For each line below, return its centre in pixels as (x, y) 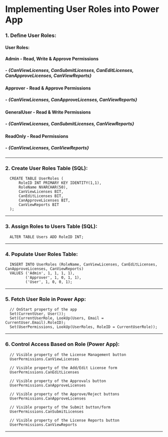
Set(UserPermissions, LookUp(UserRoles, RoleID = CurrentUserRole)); (83, 327)
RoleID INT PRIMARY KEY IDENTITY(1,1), (60, 183)
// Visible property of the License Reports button (65, 420)
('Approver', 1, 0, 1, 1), (53, 278)
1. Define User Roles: (31, 35)
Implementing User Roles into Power (82, 9)
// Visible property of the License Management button (68, 354)
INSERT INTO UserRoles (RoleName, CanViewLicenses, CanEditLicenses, (83, 264)
